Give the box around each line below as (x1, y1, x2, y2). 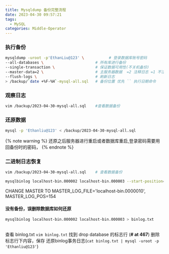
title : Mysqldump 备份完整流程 (5, 7, 66, 13)
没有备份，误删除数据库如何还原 (5, 205, 71, 212)
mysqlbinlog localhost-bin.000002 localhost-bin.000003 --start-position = (5, 179, 165, 184)
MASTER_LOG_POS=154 (5, 194, 56, 200)
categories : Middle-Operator (5, 26, 66, 31)
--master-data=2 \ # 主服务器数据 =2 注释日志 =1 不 (5, 70, 161, 75)
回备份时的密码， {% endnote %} (5, 144, 74, 150)
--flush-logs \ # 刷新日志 (5, 74, 115, 79)
